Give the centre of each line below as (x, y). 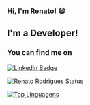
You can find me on (40, 53)
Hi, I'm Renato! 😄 (36, 11)
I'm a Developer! (43, 33)
